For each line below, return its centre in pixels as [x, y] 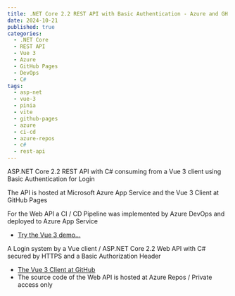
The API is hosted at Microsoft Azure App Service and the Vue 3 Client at [113, 192]
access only [35, 285]
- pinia [25, 106]
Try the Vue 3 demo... [49, 235]
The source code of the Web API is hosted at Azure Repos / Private [115, 277]
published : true [31, 27]
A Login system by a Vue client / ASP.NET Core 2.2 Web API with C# [107, 248]
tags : [15, 86]
